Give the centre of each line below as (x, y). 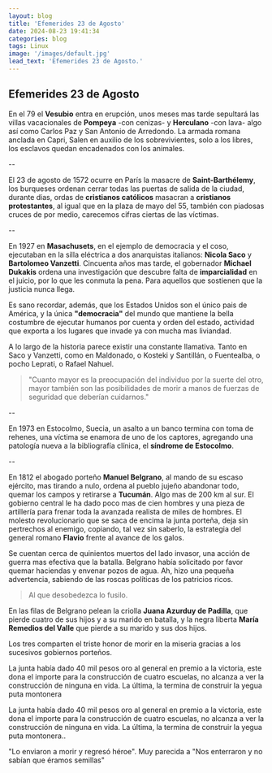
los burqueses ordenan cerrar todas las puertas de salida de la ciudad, (127, 189)
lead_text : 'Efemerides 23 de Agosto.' (76, 62)
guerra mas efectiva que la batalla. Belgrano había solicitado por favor (126, 562)
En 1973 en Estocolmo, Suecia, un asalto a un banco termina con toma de (131, 428)
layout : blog (30, 16)
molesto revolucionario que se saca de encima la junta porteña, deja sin (128, 520)
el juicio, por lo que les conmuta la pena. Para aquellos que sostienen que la (136, 280)
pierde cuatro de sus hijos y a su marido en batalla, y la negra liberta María (134, 619)
